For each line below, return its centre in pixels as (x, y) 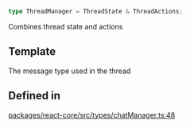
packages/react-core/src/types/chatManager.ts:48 (92, 114)
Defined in (35, 96)
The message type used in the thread (70, 71)
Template (32, 52)
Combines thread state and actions (66, 26)
